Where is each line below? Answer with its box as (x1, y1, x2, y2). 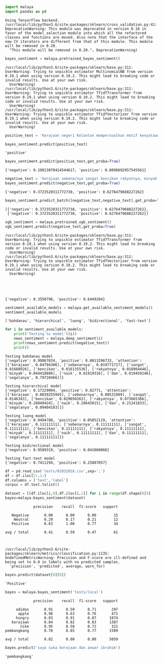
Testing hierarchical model (5, 384, 62, 388)
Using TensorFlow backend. (5, 17, 60, 23)
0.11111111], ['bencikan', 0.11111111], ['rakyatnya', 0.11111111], (5, 426, 147, 431)
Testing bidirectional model (5, 443, 64, 448)
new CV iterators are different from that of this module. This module (5, 39, 153, 44)
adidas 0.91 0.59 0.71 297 (16, 607, 118, 612)
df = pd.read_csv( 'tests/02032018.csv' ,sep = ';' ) (5, 469, 105, 473)
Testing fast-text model (5, 456, 55, 461)
